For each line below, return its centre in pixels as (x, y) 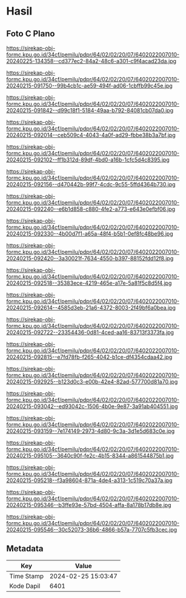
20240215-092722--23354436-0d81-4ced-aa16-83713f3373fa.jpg (90, 332)
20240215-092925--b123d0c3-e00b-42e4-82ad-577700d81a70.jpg (92, 382)
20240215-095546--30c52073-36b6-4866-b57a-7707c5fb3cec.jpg (92, 530)
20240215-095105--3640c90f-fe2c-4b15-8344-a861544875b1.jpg (90, 456)
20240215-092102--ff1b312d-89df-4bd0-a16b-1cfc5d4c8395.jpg (88, 160)
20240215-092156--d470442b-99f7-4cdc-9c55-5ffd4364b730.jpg (91, 184)
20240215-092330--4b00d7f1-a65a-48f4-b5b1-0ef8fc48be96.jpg (90, 234)
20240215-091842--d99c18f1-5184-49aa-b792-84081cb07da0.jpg (90, 110)
